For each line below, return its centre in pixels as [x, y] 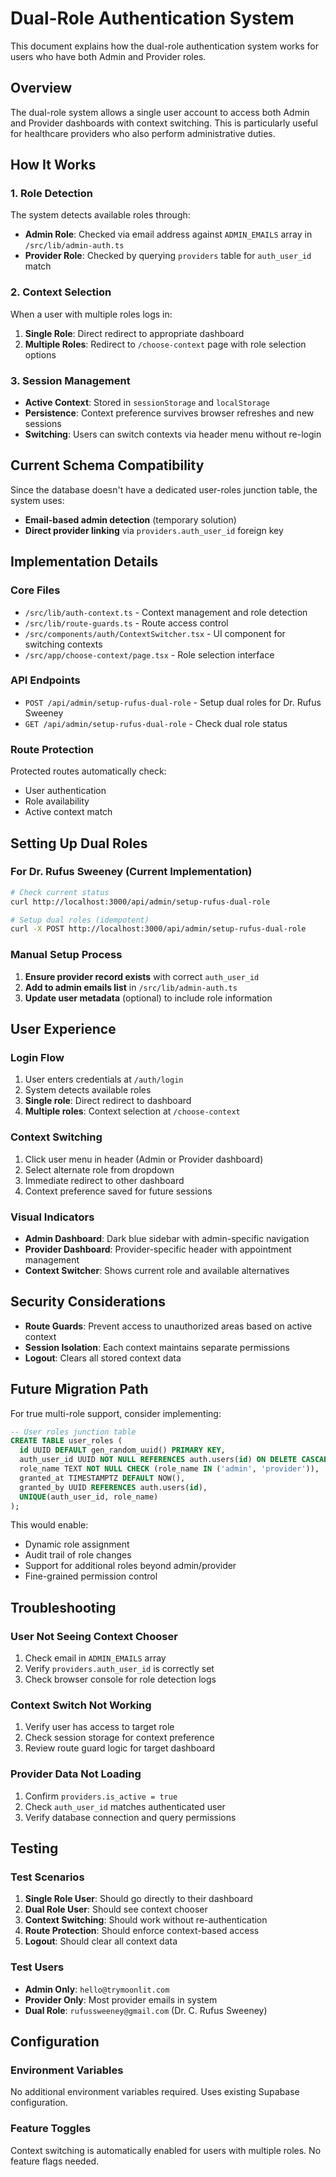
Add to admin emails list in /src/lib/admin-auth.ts [131, 987]
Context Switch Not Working [81, 1705]
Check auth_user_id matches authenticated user [125, 1806]
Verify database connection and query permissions [130, 1817]
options [40, 354]
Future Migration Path [79, 1389]
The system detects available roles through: [100, 215]
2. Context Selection [61, 292]
